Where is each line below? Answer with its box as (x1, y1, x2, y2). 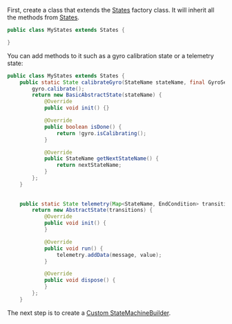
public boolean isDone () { (43, 123, 122, 130)
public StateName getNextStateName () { (43, 155, 159, 162)
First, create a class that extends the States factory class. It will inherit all (7, 6, 215, 14)
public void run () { (43, 245, 104, 252)
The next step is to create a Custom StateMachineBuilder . (7, 308, 171, 317)
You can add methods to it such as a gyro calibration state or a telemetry (7, 51, 214, 60)
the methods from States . (7, 13, 79, 21)
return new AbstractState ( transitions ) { (32, 207, 153, 214)
